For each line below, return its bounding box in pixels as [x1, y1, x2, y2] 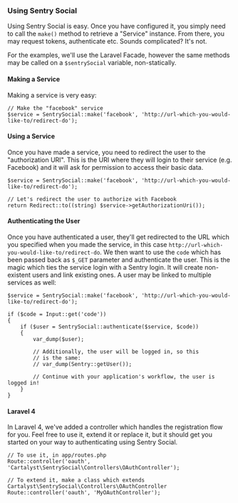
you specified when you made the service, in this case [7, 240, 167, 248]
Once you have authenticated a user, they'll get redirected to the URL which [7, 233, 230, 241]
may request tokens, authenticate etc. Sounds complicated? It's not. [7, 37, 207, 46]
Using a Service [7, 132, 56, 141]
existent [7, 270, 31, 279]
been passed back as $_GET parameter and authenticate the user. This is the [7, 255, 230, 264]
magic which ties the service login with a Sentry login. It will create [7, 263, 203, 271]
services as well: [7, 278, 57, 287]
